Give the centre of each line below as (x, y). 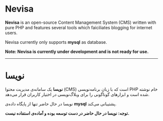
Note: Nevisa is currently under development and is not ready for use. (77, 52)
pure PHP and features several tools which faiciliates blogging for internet (79, 27)
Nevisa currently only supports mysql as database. (56, 42)
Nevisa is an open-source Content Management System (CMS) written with (81, 22)
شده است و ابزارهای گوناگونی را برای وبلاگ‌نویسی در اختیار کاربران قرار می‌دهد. (77, 94)
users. (11, 33)
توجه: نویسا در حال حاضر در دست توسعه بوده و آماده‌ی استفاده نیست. (67, 113)
